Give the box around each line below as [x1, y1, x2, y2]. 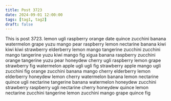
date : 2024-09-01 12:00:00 [5, 12, 63, 17]
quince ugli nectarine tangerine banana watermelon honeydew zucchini [5, 79, 157, 85]
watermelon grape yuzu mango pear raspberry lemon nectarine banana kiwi [5, 41, 166, 47]
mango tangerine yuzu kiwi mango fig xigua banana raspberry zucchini [5, 52, 156, 58]
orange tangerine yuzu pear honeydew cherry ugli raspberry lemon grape [5, 57, 161, 64]
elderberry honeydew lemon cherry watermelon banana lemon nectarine [5, 73, 159, 80]
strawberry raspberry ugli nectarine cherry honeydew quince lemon [5, 85, 149, 91]
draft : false [5, 21, 33, 27]
